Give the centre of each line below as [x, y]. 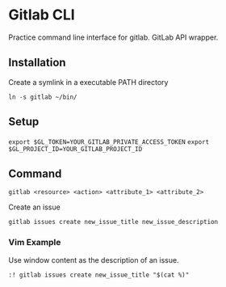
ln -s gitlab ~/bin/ [43, 97]
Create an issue [34, 207]
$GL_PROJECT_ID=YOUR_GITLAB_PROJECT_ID [75, 149]
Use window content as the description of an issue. [94, 260]
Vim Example [35, 243]
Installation [37, 63]
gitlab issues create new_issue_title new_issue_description [113, 222]
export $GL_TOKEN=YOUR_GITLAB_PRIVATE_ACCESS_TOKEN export [109, 142]
